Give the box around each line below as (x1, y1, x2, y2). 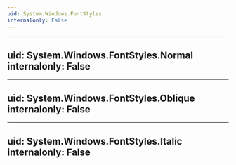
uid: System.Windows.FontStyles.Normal (7, 49, 193, 61)
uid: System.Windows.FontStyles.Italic (7, 135, 183, 147)
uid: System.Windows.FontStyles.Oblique (7, 92, 195, 104)
